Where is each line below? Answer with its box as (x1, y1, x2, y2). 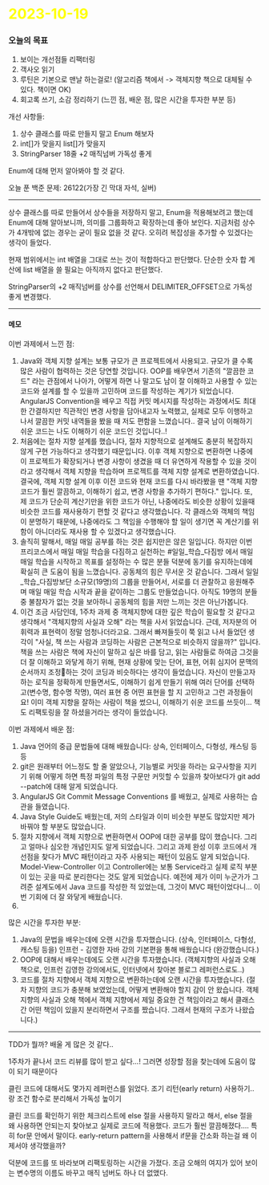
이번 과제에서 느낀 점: (8, 339, 74, 348)
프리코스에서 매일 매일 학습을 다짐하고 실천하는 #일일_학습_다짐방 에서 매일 (19, 547, 254, 556)
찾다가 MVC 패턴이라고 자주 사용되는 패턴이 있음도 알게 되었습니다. (41, 852, 250, 861)
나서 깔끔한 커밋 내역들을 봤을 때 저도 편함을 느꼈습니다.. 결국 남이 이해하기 (19, 416, 253, 426)
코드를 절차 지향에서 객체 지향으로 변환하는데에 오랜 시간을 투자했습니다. (19, 975, 245, 984)
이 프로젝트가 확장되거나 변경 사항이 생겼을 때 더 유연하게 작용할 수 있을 (19, 456, 243, 466)
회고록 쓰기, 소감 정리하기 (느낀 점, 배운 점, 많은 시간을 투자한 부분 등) (19, 95, 236, 104)
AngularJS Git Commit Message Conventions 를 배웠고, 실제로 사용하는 (19, 792, 250, 801)
